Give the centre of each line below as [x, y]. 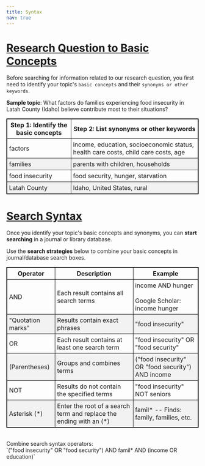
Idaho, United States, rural [110, 188]
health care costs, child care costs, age [129, 152]
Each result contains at [90, 340]
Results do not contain [89, 386]
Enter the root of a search [93, 406]
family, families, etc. [164, 418]
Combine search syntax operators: [50, 444]
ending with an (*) [83, 421]
